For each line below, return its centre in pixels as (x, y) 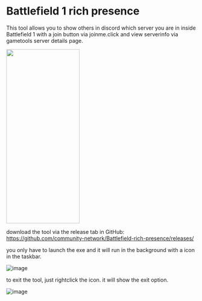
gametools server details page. (45, 40)
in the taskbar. (24, 256)
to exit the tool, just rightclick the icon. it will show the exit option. (87, 280)
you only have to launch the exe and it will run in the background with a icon (100, 250)
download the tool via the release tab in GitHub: (65, 231)
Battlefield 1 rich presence (73, 11)
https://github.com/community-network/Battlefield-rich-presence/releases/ (100, 238)
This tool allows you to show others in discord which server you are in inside (101, 28)
